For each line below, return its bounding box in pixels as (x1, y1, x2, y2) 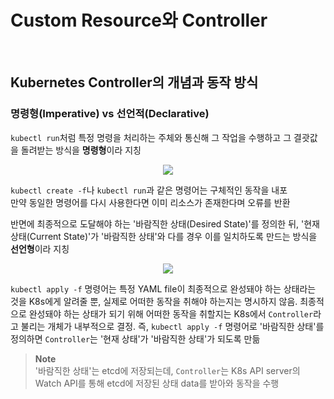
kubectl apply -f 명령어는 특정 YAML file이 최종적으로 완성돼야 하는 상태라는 (10, 282, 317, 295)
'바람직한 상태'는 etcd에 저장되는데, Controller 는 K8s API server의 (34, 364, 301, 376)
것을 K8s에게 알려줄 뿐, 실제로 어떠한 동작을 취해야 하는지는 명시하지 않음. (10, 295, 298, 307)
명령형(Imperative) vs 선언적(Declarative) (10, 107, 210, 121)
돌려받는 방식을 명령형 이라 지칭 (20, 144, 142, 156)
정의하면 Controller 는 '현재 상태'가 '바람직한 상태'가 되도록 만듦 (10, 332, 261, 345)
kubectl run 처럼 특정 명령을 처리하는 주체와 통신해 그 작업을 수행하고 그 (10, 131, 292, 143)
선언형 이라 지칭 (10, 242, 70, 255)
